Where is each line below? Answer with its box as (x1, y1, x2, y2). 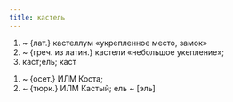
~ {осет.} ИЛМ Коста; (21, 73, 104, 84)
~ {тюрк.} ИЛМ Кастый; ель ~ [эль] (21, 82, 156, 93)
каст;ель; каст (21, 56, 77, 67)
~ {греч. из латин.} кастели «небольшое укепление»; (21, 46, 225, 58)
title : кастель (9, 12, 66, 22)
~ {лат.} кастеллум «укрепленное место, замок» (21, 37, 207, 48)
